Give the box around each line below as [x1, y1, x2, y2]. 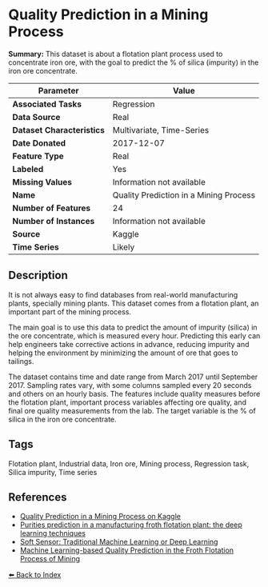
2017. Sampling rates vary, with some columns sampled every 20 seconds [8, 380, 252, 389]
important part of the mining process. [8, 306, 132, 317]
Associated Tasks [12, 98, 82, 110]
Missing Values [12, 176, 72, 187]
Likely [112, 242, 135, 253]
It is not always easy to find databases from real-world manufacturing [8, 290, 238, 299]
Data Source [12, 111, 61, 122]
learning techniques [19, 529, 86, 538]
